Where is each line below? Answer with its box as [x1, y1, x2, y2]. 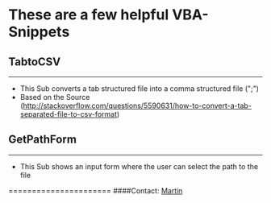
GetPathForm [8, 133, 77, 147]
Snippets [8, 23, 70, 41]
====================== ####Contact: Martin [8, 185, 183, 195]
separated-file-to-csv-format [19, 110, 118, 118]
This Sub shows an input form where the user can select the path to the [19, 161, 259, 171]
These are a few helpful [8, 6, 169, 24]
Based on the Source [19, 93, 90, 101]
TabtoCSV [8, 55, 61, 68]
